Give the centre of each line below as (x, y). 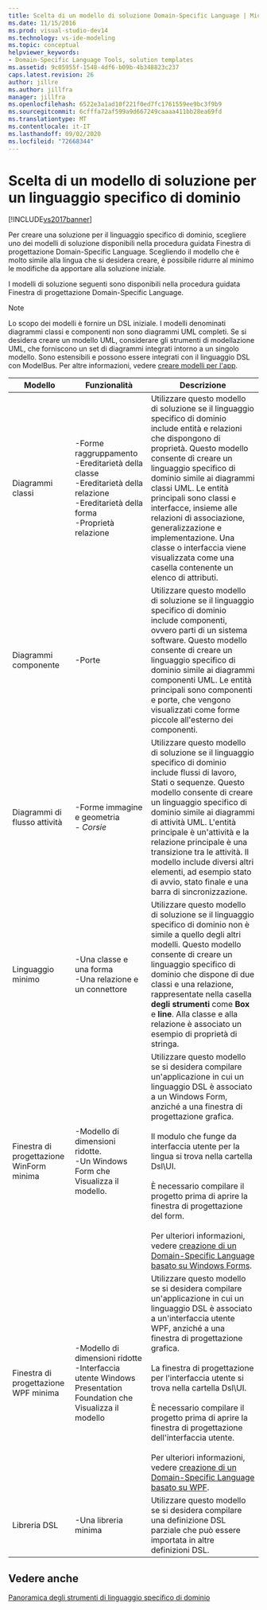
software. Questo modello (199, 640)
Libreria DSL (35, 1526)
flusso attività (37, 822)
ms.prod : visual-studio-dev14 (58, 30)
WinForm (29, 1166)
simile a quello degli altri (195, 935)
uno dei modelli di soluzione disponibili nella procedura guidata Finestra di (130, 243)
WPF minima (36, 1393)
